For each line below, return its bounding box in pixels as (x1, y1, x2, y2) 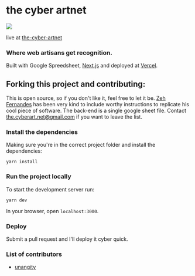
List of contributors (6, 250, 63, 258)
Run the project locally (6, 173, 71, 181)
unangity (14, 264, 36, 271)
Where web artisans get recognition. (6, 48, 112, 56)
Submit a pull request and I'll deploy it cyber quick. (6, 235, 128, 243)
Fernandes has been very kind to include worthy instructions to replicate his (6, 101, 189, 108)
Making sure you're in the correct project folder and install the (6, 142, 156, 149)
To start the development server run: (6, 186, 95, 193)
